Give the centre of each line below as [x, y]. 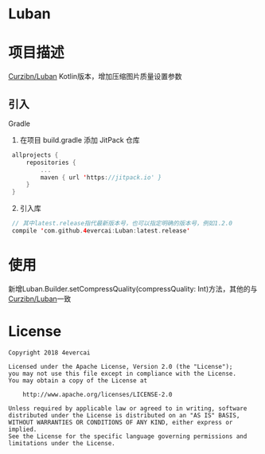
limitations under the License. [62, 443]
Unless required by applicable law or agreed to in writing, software [128, 408]
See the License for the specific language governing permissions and [128, 436]
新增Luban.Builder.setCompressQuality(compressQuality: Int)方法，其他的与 [133, 288]
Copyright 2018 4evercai [49, 352]
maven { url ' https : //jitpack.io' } [101, 177]
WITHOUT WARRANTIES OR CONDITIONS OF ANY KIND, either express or [121, 422]
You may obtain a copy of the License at [78, 380]
